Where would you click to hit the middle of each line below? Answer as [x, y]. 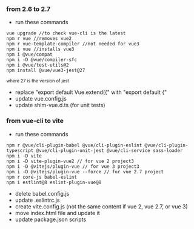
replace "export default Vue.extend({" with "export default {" [91, 92]
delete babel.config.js [42, 193]
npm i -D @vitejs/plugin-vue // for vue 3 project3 [73, 166]
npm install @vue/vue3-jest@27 [46, 71]
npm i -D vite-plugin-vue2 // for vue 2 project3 [70, 161]
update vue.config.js [41, 99]
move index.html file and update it [57, 213]
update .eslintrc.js [37, 200]
